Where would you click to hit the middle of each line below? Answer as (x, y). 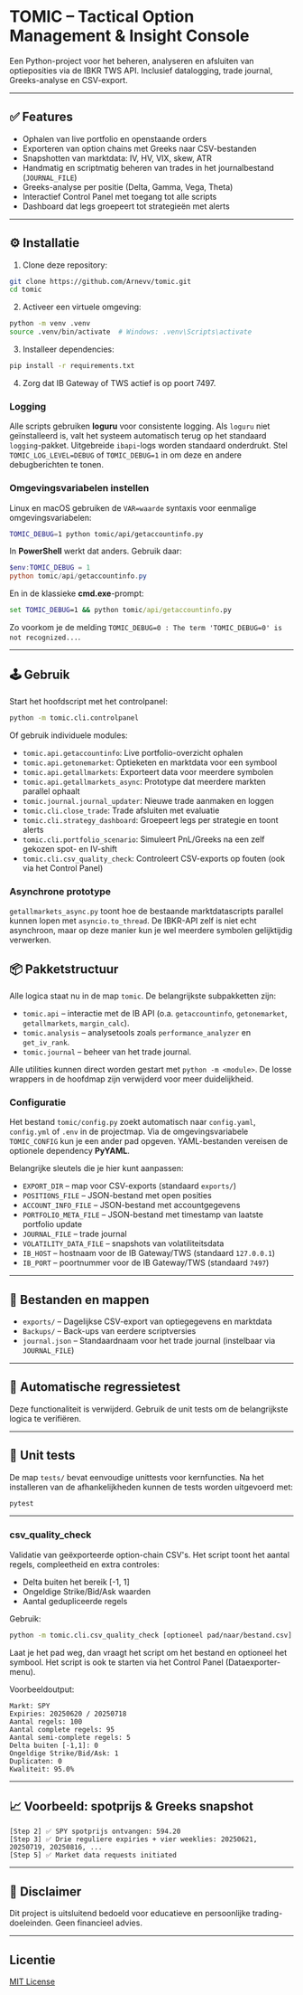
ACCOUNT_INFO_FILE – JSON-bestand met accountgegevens (131, 1206)
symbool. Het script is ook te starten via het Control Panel (116, 1662)
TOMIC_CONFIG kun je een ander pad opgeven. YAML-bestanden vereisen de (149, 1141)
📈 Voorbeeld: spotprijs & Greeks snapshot (132, 1806)
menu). (23, 1671)
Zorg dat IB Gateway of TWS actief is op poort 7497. (119, 383)
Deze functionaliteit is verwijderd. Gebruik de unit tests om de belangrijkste (149, 1409)
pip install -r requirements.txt (72, 366)
